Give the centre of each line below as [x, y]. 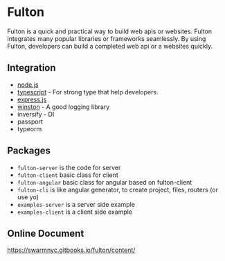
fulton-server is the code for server [69, 167]
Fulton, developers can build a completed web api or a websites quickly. [110, 46]
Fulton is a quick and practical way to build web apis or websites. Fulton [110, 31]
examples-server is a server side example [76, 204]
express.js [32, 99]
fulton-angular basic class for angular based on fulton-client [105, 182]
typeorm [29, 128]
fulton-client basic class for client [68, 175]
